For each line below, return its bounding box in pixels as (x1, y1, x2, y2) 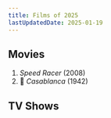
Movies (8, 48, 45, 61)
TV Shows (8, 99, 59, 113)
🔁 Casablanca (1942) (19, 77, 88, 86)
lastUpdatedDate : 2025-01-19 (8, 19, 103, 27)
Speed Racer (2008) (19, 68, 86, 78)
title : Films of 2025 (8, 11, 79, 20)
